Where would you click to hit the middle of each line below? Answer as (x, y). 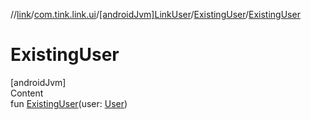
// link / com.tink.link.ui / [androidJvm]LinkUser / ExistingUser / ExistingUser (155, 14)
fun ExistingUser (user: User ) (69, 103)
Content (27, 93)
